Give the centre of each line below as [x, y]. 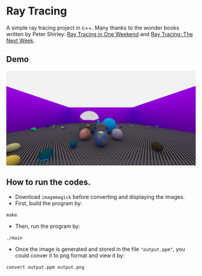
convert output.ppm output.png [45, 267]
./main [14, 238]
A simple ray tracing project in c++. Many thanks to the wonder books [93, 28]
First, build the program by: [48, 203]
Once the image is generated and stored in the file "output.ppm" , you [100, 249]
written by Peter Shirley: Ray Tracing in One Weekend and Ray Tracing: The [100, 34]
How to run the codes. [49, 182]
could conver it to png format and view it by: [70, 255]
